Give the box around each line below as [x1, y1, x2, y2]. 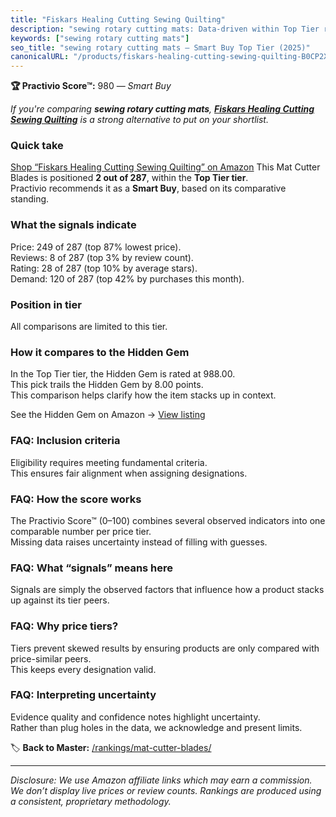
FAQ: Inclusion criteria [10, 434, 121, 448]
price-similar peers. [10, 652, 92, 665]
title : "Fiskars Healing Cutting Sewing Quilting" [10, 14, 226, 25]
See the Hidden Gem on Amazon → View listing [10, 409, 206, 421]
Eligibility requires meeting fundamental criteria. [10, 456, 208, 468]
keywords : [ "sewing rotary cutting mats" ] [10, 33, 190, 43]
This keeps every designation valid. [10, 663, 157, 675]
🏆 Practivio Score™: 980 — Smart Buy [10, 80, 172, 92]
